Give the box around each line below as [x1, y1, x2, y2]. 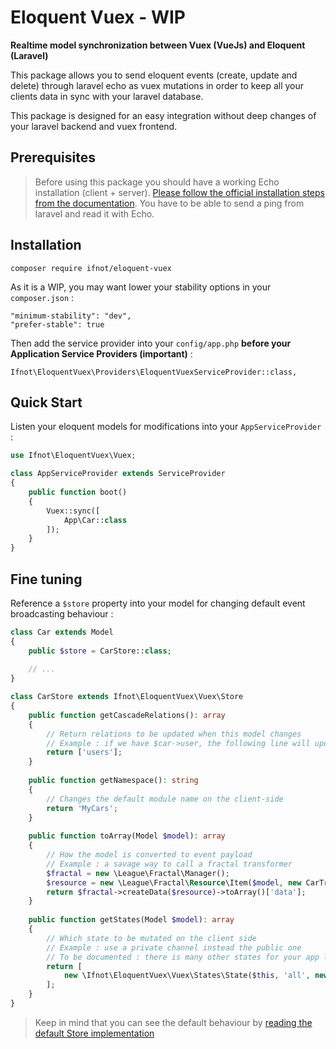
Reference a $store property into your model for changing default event [10, 597, 306, 609]
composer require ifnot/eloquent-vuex [10, 263, 172, 273]
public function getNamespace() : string [28, 776, 199, 786]
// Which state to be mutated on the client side [46, 933, 257, 943]
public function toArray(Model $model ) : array [28, 831, 226, 841]
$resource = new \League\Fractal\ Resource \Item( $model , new [46, 877, 302, 888]
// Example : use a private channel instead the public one [46, 942, 302, 953]
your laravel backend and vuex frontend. [10, 120, 178, 132]
